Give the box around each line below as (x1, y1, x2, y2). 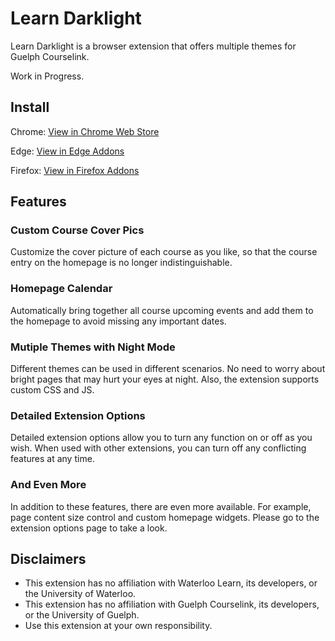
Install (10, 99, 50, 116)
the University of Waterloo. (24, 588, 137, 600)
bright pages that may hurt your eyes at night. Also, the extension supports (10, 373, 320, 386)
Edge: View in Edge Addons (10, 145, 125, 157)
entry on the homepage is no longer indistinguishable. (10, 257, 233, 269)
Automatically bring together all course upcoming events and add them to (10, 304, 314, 316)
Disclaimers (10, 551, 87, 568)
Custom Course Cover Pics (10, 223, 145, 237)
